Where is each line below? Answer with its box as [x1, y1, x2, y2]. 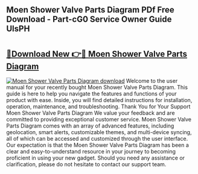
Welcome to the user [126, 77, 178, 84]
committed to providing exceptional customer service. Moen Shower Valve [6, 116, 192, 123]
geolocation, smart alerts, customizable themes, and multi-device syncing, [6, 129, 192, 135]
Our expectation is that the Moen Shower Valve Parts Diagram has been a [6, 141, 189, 149]
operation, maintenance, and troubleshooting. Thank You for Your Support [6, 103, 191, 110]
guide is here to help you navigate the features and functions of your [6, 90, 177, 97]
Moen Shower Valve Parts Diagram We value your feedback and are [6, 109, 175, 117]
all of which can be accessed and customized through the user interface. [6, 135, 188, 142]
